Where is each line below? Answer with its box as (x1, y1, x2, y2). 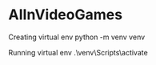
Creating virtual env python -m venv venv (8, 32, 146, 42)
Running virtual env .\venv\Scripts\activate (8, 47, 148, 57)
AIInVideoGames (8, 6, 122, 24)
